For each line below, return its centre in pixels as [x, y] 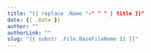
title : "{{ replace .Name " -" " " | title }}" [76, 13]
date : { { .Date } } [34, 20]
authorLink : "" [29, 33]
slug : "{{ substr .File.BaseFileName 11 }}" [73, 39]
